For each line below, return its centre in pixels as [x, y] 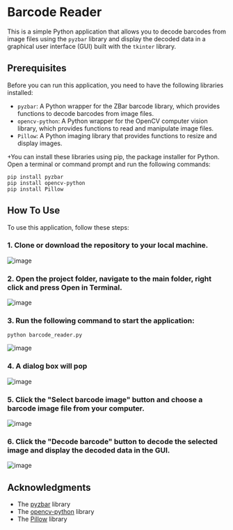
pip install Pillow [35, 189]
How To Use [34, 211]
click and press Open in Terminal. [65, 287]
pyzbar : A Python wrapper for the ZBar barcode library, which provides [119, 106]
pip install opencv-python [46, 183]
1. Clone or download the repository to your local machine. [108, 245]
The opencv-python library [56, 512]
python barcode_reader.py [45, 335]
